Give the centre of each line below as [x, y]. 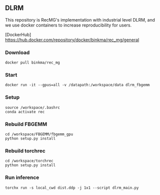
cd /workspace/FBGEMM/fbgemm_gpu [39, 134]
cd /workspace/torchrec [29, 161]
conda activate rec [25, 112]
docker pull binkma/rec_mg [33, 63]
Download [18, 52]
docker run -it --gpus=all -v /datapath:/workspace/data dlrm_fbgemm [78, 85]
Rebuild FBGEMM [26, 124]
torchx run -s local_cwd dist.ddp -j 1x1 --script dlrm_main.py [72, 188]
